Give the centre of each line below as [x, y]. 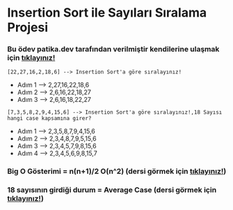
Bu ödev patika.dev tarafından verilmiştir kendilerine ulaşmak [113, 49]
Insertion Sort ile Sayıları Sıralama [107, 13]
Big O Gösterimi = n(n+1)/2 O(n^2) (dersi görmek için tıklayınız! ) [117, 171]
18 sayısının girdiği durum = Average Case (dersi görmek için [112, 190]
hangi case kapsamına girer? [49, 119]
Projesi [28, 27]
